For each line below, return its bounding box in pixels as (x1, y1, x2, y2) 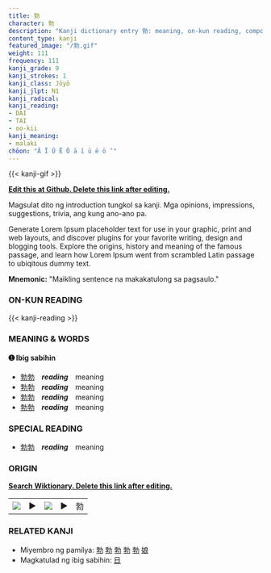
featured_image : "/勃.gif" (8, 42, 98, 50)
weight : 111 (8, 49, 48, 57)
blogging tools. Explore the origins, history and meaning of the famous (8, 241, 243, 251)
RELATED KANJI (8, 525, 73, 537)
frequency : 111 (8, 57, 60, 65)
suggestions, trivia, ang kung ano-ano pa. (8, 209, 148, 219)
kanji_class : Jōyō (8, 79, 70, 87)
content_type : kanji (8, 34, 78, 43)
